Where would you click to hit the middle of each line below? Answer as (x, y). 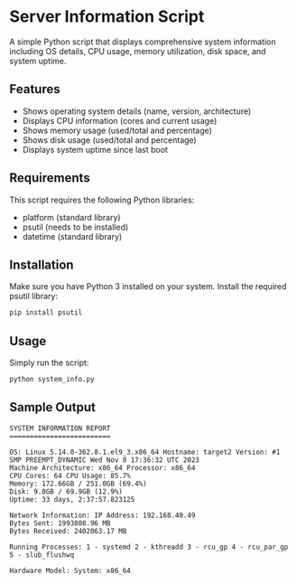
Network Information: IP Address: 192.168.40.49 (102, 515)
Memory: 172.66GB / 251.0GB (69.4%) (78, 484)
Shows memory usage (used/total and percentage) (117, 130)
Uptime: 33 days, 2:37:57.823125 (72, 499)
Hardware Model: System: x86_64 (70, 570)
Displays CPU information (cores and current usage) (120, 120)
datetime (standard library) (72, 236)
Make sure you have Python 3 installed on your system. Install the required (148, 287)
